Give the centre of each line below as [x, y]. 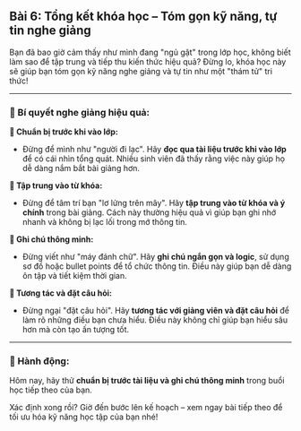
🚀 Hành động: [39, 361]
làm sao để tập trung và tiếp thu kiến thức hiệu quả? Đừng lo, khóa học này [148, 61]
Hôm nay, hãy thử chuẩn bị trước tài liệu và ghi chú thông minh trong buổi [147, 381]
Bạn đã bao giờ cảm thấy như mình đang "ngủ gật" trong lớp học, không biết [150, 52]
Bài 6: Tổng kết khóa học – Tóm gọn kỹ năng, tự [143, 17]
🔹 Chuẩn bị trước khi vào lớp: [64, 132]
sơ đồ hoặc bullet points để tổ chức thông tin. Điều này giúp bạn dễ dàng [157, 266]
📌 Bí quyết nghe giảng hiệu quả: [80, 112]
